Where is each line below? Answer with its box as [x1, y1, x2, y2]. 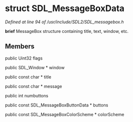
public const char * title [5, 74, 52, 80]
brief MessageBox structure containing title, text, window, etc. [5, 28, 129, 34]
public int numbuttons [5, 92, 49, 98]
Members [5, 42, 35, 51]
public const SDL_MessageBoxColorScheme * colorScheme [5, 111, 124, 117]
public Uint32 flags [5, 55, 43, 61]
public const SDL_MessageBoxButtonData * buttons [5, 102, 108, 108]
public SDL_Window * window [5, 64, 65, 70]
